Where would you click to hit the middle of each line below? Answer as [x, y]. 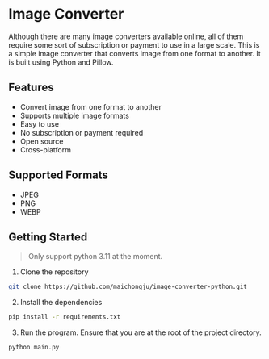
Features [31, 88]
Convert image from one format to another [90, 106]
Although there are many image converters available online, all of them [126, 36]
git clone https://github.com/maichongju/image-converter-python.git [128, 287]
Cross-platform [45, 149]
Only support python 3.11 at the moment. [95, 257]
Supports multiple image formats [74, 115]
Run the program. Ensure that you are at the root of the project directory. [141, 332]
